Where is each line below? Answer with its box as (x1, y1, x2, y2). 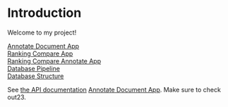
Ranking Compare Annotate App (7, 56, 101, 65)
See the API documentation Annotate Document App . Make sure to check (7, 85, 221, 94)
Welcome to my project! (7, 28, 77, 37)
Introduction (7, 5, 82, 21)
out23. (7, 93, 27, 101)
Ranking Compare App (7, 49, 73, 58)
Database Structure (7, 72, 64, 80)
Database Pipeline (7, 64, 60, 73)
